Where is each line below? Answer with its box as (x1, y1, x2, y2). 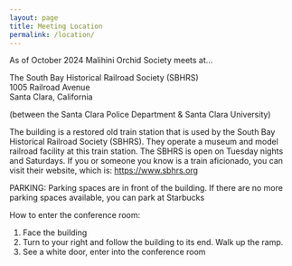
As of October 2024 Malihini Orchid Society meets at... (9, 55, 213, 66)
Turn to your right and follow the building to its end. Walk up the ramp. (22, 237, 284, 248)
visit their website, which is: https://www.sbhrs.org (9, 165, 199, 176)
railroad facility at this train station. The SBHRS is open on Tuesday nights (9, 146, 284, 157)
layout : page (9, 13, 59, 23)
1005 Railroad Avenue (9, 82, 90, 93)
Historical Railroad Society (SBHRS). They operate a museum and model (9, 137, 278, 147)
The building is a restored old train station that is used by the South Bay (9, 127, 276, 138)
